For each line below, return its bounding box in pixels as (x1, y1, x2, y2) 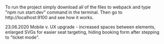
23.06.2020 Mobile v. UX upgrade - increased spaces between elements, (5, 24, 156, 30)
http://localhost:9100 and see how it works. (5, 15, 94, 20)
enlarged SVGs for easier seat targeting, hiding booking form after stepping (5, 29, 160, 35)
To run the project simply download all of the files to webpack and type (5, 4, 151, 10)
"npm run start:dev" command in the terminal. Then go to (5, 9, 123, 15)
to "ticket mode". (5, 34, 40, 40)
